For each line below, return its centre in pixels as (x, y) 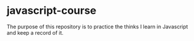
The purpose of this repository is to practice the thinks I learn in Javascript (97, 27)
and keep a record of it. (35, 32)
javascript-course (52, 11)
